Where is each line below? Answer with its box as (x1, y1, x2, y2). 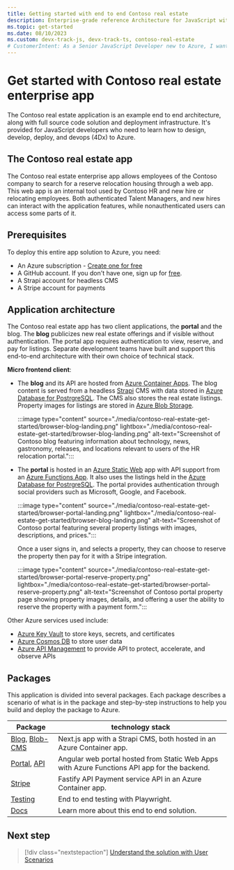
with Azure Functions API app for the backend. (58, 763, 210, 773)
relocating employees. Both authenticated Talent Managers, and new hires (7, 194, 221, 203)
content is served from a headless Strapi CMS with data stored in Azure (17, 386, 224, 395)
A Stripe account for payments (17, 284, 106, 292)
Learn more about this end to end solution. (58, 806, 197, 815)
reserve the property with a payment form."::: (17, 602, 148, 611)
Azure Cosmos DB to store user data (17, 637, 123, 646)
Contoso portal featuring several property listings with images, (17, 523, 197, 532)
